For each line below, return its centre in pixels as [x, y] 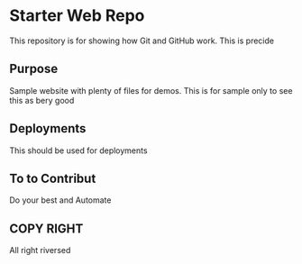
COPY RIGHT [46, 228]
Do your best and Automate [60, 200]
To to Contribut [53, 178]
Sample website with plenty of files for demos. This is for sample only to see [151, 90]
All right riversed [40, 250]
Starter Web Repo [77, 16]
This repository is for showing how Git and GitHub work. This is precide [142, 41]
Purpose [34, 69]
